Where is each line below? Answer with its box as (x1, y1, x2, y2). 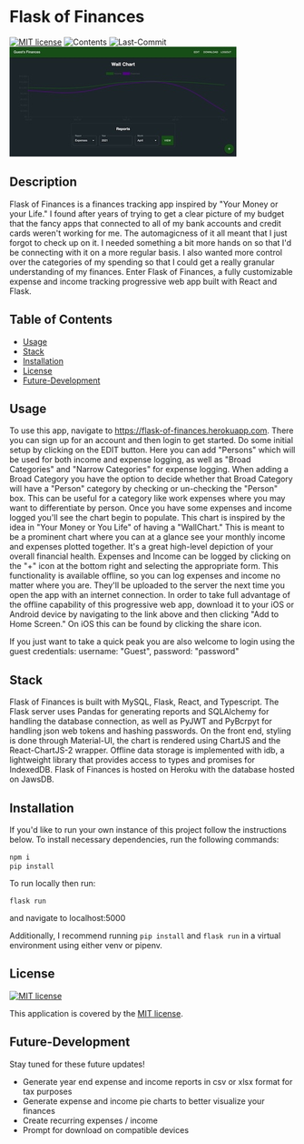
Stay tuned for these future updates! (9, 1058, 145, 1069)
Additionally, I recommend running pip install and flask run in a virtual (9, 930, 281, 941)
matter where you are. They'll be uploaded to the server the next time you (9, 580, 286, 591)
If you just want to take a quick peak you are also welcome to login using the (9, 636, 295, 647)
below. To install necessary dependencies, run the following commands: (9, 835, 279, 845)
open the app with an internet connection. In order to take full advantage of (9, 590, 290, 601)
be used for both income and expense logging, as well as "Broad (9, 454, 251, 465)
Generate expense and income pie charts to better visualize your (22, 1095, 265, 1107)
